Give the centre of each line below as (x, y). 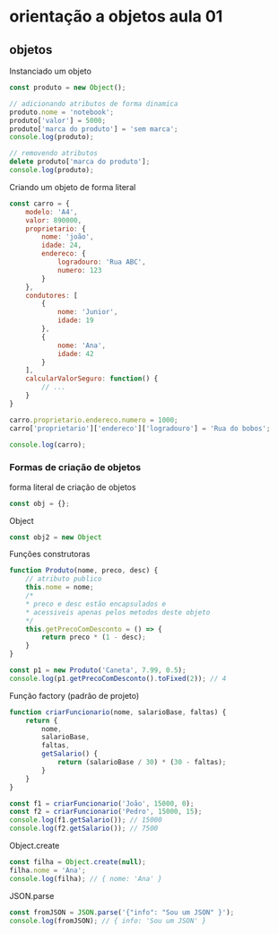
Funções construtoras (50, 554)
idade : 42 (75, 354)
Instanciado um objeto (51, 71)
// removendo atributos (54, 153)
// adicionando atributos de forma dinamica (94, 104)
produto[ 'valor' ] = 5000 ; (57, 120)
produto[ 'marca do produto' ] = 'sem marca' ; (94, 129)
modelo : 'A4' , (52, 212)
